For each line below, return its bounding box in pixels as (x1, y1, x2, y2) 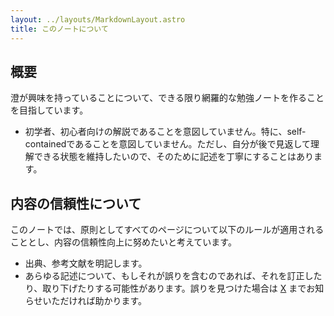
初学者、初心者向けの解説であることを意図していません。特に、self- (24, 126, 307, 138)
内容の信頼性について (10, 195, 142, 212)
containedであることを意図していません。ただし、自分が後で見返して (24, 138, 311, 150)
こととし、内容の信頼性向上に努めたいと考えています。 (10, 236, 237, 248)
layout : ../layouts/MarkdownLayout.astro (10, 14, 186, 25)
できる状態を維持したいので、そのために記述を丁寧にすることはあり (33, 151, 315, 163)
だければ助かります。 (59, 295, 148, 307)
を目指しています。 (10, 104, 89, 116)
